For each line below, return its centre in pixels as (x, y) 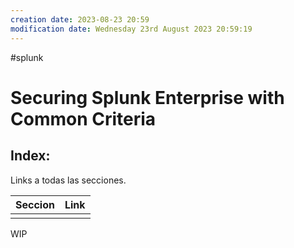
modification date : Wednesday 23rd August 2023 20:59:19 (131, 29)
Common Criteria (83, 118)
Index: (30, 156)
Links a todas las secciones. (68, 180)
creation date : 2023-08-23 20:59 (80, 19)
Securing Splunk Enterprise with (147, 97)
